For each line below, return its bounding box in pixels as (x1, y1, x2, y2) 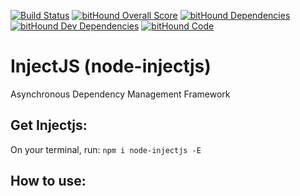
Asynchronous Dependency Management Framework (10, 88, 231, 100)
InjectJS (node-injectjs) (10, 55, 212, 78)
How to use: (10, 173, 87, 190)
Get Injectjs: (10, 117, 88, 134)
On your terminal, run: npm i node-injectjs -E (10, 143, 202, 155)
